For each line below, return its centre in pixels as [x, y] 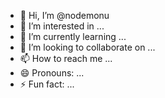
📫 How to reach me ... [66, 58]
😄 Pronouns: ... [52, 73]
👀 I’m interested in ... [62, 26]
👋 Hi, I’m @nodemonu [64, 15]
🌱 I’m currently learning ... [73, 36]
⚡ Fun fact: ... [47, 84]
